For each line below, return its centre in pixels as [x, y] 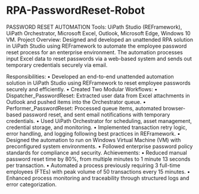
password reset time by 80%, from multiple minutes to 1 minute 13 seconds [98, 159]
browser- [174, 108]
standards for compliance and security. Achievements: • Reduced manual [97, 152]
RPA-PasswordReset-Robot [75, 10]
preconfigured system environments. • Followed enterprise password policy [99, 146]
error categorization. [31, 184]
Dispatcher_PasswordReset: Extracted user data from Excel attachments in [98, 96]
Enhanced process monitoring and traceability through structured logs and [98, 178]
